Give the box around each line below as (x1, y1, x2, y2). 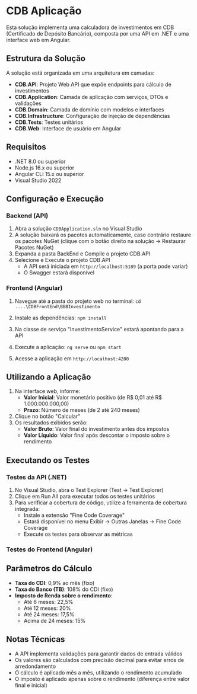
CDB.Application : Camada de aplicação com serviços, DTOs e (14, 93, 169, 100)
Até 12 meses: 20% (23, 605, 71, 612)
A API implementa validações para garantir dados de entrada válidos (14, 650, 183, 657)
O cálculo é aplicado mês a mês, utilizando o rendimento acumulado (14, 669, 182, 676)
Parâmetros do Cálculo (6, 564, 93, 574)
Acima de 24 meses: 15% (23, 617, 86, 624)
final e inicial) (14, 682, 47, 689)
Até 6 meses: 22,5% (23, 598, 74, 605)
